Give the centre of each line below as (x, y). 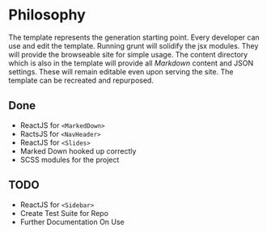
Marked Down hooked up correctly (78, 150)
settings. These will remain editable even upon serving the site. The (121, 71)
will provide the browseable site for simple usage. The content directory (128, 54)
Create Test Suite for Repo (64, 213)
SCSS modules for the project (70, 159)
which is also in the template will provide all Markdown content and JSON (131, 63)
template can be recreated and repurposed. (81, 80)
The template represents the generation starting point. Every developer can (134, 37)
